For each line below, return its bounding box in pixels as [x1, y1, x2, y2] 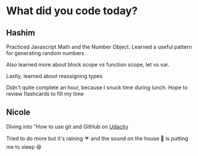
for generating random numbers [6, 50, 85, 57]
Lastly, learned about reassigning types [6, 73, 103, 79]
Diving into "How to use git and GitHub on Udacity [6, 123, 129, 130]
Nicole [6, 108, 31, 118]
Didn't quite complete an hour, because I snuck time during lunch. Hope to [6, 84, 188, 91]
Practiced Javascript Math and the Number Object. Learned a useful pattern [6, 43, 193, 50]
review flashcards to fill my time [6, 90, 84, 97]
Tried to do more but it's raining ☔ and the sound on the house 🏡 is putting [6, 135, 189, 142]
